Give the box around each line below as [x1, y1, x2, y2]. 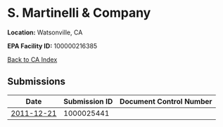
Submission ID [63, 96, 113, 106]
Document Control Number [119, 96, 212, 106]
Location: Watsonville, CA [7, 28, 83, 36]
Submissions [7, 76, 65, 88]
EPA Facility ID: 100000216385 [7, 41, 98, 50]
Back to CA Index [7, 55, 58, 64]
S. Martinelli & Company [7, 5, 151, 21]
